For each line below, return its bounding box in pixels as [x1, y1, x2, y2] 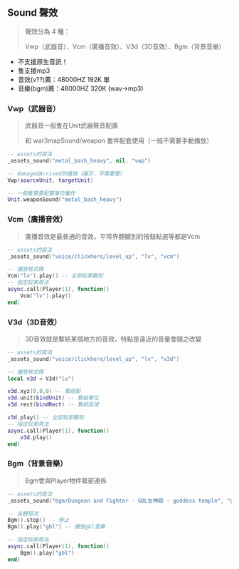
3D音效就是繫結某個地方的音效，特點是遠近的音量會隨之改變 [24, 334, 202, 343]
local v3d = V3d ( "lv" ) [7, 375, 75, 382]
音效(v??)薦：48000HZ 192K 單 [17, 75, 110, 83]
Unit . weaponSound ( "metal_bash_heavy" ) [7, 196, 122, 203]
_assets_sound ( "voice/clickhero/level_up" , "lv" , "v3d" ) [7, 355, 180, 362]
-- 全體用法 [7, 510, 39, 517]
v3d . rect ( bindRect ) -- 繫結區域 [7, 401, 100, 409]
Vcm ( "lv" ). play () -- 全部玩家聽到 [7, 272, 103, 280]
